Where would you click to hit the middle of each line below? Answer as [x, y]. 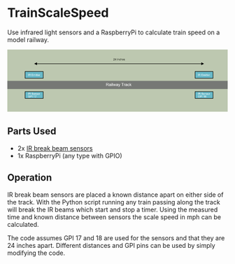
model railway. [28, 39]
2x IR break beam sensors [55, 148]
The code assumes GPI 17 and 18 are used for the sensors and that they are [116, 238]
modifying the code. [36, 253]
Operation [30, 178]
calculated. [23, 224]
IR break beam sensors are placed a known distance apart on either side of [115, 195]
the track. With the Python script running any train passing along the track [114, 202]
